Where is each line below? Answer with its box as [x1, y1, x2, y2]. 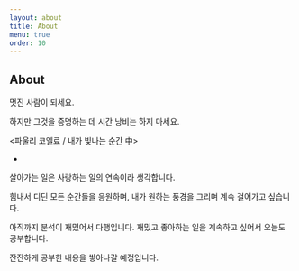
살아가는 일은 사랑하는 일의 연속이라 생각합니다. [9, 173, 176, 183]
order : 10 [9, 38, 47, 48]
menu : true [9, 30, 50, 39]
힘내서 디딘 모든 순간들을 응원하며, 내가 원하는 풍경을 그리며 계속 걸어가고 [9, 192, 267, 202]
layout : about [9, 13, 63, 23]
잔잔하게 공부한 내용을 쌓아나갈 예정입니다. [9, 252, 159, 263]
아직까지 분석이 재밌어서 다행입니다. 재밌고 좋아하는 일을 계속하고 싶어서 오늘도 [9, 222, 286, 233]
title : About [9, 22, 59, 31]
